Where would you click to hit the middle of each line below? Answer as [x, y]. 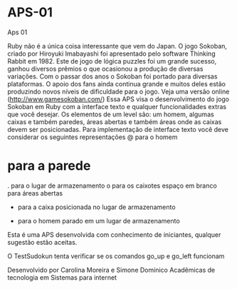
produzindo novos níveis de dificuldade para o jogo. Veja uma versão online [118, 91]
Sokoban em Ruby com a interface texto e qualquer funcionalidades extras [117, 106]
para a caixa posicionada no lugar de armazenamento [96, 207]
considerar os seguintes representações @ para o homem [93, 137]
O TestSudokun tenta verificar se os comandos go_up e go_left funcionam [116, 256]
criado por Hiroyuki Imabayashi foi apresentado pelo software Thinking [111, 54]
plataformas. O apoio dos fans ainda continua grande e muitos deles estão [117, 83]
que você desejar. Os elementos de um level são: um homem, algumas [111, 114]
